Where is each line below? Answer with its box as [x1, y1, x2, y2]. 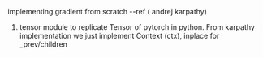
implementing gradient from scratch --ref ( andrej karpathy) [7, 7, 208, 16]
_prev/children [19, 39, 68, 49]
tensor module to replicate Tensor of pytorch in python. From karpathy [19, 22, 255, 31]
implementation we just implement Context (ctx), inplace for [19, 31, 220, 40]
